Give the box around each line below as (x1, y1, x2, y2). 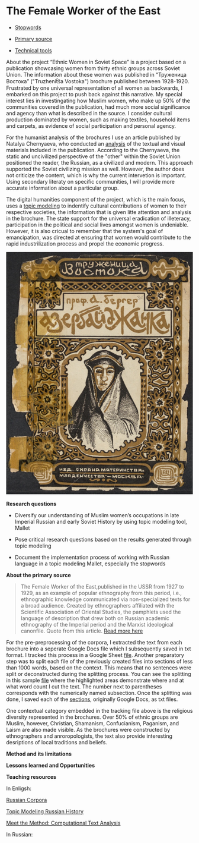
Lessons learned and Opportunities (6, 762, 95, 769)
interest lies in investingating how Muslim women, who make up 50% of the (6, 97, 191, 104)
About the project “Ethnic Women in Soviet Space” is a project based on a (6, 58, 187, 65)
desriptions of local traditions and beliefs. (6, 738, 108, 746)
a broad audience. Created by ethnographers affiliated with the (20, 602, 175, 609)
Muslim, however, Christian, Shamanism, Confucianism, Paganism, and (6, 719, 179, 726)
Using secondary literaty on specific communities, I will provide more (6, 178, 175, 185)
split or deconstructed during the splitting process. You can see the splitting (6, 670, 191, 677)
